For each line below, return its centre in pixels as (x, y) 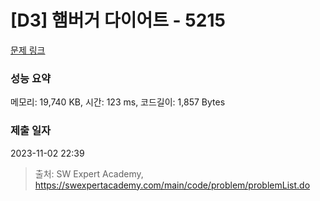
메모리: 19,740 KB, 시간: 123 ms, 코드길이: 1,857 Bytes (118, 102)
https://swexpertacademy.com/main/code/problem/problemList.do (172, 185)
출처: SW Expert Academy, (89, 173)
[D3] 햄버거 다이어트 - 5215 (118, 20)
